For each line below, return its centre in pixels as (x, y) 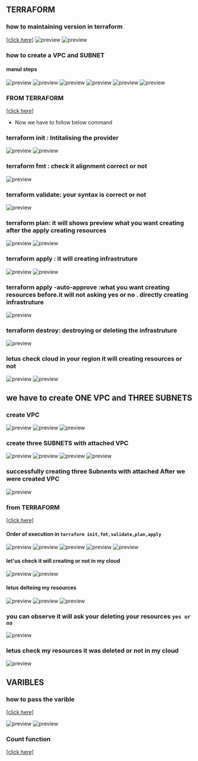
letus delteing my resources (41, 588)
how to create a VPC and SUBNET (55, 55)
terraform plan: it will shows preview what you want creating (95, 223)
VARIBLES (25, 682)
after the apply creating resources (56, 230)
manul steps (22, 69)
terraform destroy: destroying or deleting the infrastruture (92, 330)
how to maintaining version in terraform (64, 27)
